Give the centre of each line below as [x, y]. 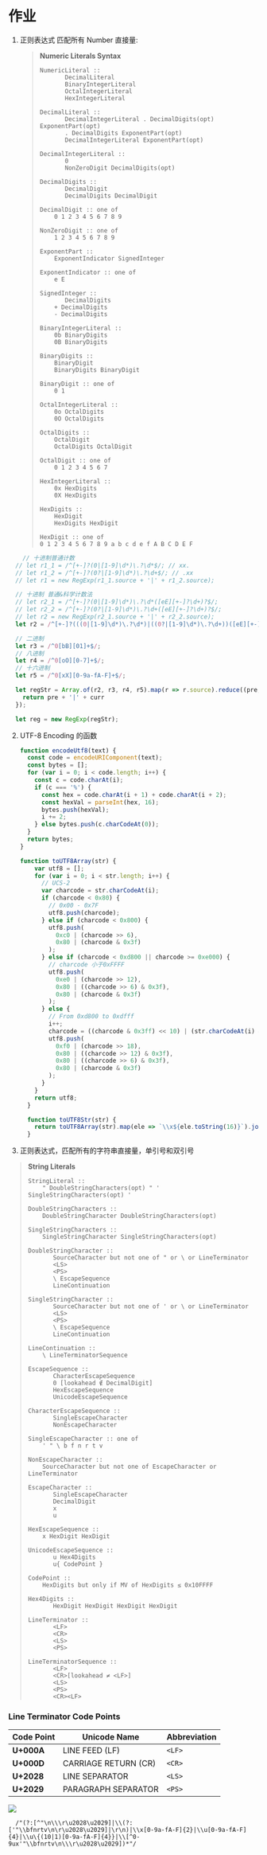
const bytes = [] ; [58, 765]
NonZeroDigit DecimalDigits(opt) [120, 168]
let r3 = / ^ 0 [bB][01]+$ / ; [58, 646]
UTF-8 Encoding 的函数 [58, 735]
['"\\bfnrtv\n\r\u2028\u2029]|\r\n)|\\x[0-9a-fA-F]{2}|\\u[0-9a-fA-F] [128, 1830]
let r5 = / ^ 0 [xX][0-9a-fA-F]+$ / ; [71, 676]
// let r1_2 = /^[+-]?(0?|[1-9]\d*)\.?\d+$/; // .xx [104, 573]
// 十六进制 [33, 668]
